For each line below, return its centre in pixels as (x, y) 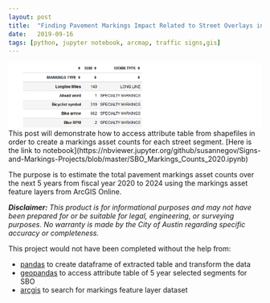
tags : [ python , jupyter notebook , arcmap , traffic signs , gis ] (115, 43)
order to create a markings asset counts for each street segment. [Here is (130, 142)
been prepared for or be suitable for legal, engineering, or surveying (121, 216)
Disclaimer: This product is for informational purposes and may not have (130, 207)
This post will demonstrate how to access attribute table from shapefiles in (132, 133)
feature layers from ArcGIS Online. (65, 191)
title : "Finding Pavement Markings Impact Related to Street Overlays (131, 25)
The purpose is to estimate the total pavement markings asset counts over (131, 174)
